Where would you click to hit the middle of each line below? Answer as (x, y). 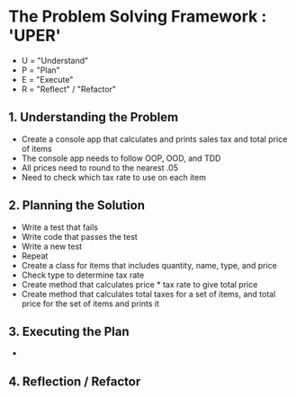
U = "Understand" (55, 60)
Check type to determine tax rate (83, 275)
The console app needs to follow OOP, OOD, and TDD (121, 158)
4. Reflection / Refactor (75, 381)
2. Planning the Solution (77, 205)
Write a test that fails (59, 227)
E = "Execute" (47, 79)
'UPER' (35, 35)
